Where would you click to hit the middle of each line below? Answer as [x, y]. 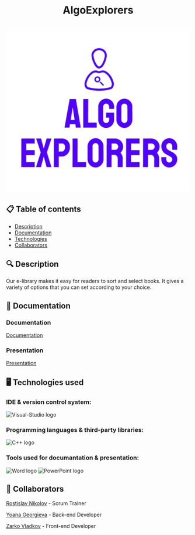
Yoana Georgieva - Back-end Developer [54, 514]
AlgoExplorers [98, 10]
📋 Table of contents [44, 209]
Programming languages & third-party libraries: [75, 430]
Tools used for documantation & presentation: [72, 458]
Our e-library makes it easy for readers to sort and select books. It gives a [95, 281]
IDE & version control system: [49, 402]
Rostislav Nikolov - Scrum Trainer [46, 503]
